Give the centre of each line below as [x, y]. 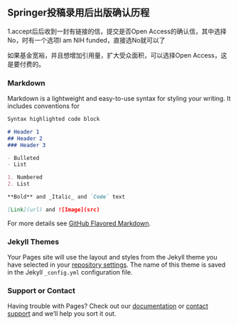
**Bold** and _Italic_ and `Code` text [66, 197]
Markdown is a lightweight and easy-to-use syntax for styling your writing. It [119, 99]
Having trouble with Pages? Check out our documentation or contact [108, 306]
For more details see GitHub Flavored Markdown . [79, 223]
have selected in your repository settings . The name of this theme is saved [117, 265]
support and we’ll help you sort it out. [62, 314]
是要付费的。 [26, 64]
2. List [19, 184]
